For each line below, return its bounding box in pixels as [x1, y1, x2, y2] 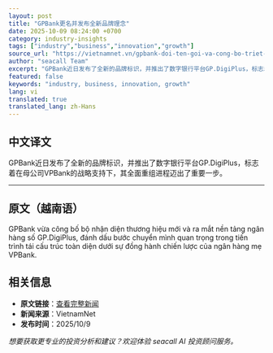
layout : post [8, 11, 53, 20]
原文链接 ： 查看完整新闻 [19, 299, 99, 308]
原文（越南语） [8, 202, 84, 216]
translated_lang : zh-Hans [8, 102, 96, 111]
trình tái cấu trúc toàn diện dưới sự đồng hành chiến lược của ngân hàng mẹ [8, 241, 262, 251]
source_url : [8, 50, 49, 58]
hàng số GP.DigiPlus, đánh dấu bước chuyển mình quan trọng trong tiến [8, 233, 249, 242]
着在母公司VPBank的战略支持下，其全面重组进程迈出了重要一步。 [8, 168, 227, 177]
